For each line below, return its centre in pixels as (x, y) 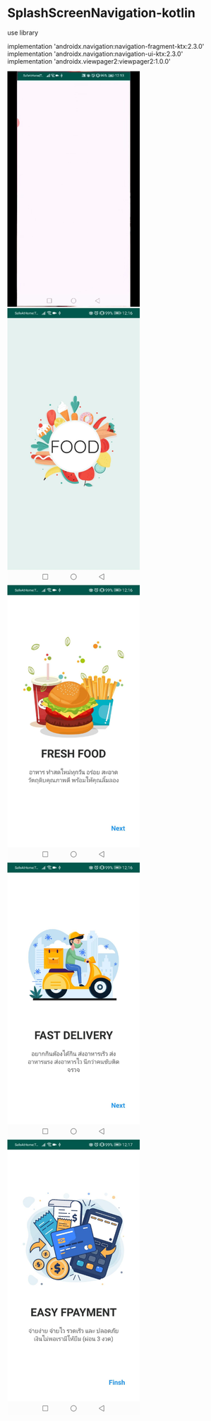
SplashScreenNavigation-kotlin (101, 13)
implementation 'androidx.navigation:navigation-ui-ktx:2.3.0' (95, 54)
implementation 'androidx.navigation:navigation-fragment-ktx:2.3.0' (106, 46)
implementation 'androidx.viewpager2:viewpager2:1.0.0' (89, 61)
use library (23, 33)
